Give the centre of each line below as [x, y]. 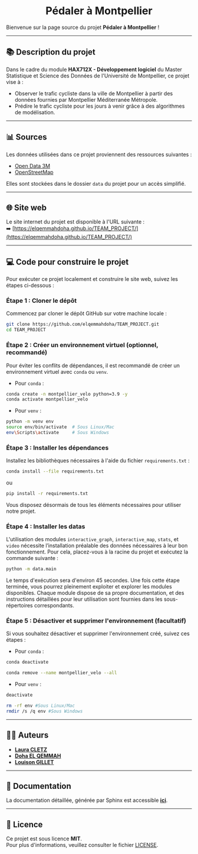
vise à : [15, 82]
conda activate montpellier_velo [47, 399]
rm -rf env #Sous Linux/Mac [41, 706]
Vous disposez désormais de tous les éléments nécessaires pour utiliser [94, 504]
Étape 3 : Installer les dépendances [57, 448]
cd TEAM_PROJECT [26, 330]
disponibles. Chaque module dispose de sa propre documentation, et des [95, 593]
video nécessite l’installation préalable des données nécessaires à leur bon [97, 546]
